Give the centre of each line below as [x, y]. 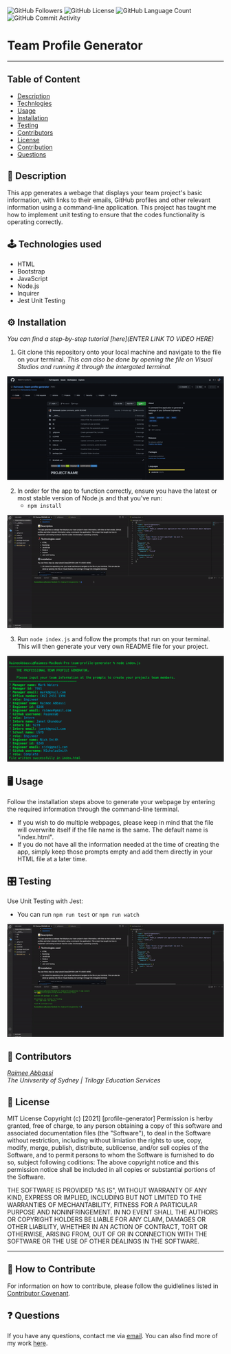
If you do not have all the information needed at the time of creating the [118, 844]
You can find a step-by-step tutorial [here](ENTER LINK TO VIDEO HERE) [111, 339]
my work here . [27, 1343]
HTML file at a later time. [52, 858]
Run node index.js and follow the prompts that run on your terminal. [114, 639]
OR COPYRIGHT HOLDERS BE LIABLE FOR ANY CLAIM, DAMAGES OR [107, 1219]
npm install [44, 506]
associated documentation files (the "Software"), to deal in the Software [109, 1133]
